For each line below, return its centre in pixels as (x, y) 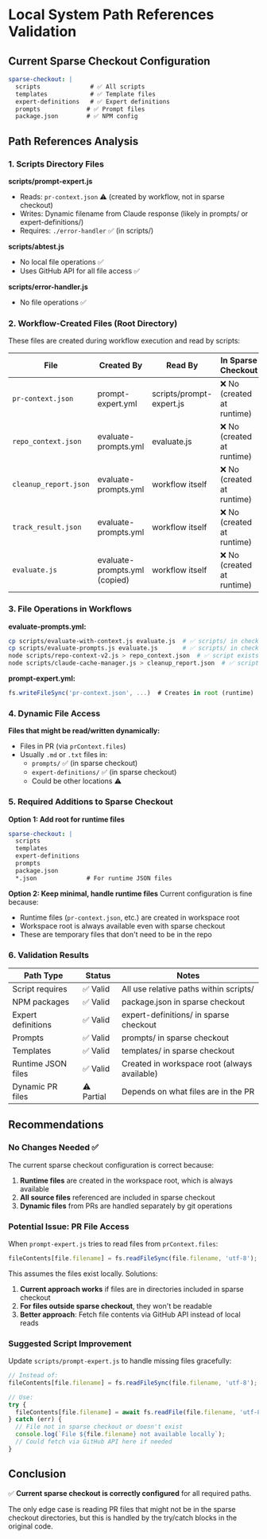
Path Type (43, 976)
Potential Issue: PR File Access (69, 1227)
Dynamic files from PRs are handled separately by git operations (126, 1206)
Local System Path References (111, 15)
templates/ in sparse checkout (178, 1050)
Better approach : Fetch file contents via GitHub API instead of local (130, 1314)
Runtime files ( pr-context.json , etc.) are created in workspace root (130, 917)
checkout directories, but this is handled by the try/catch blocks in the (122, 1517)
